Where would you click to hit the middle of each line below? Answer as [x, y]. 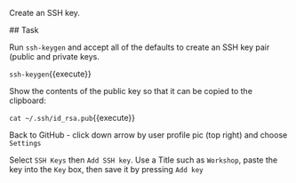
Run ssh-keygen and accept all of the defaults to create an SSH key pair [140, 47]
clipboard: [28, 100]
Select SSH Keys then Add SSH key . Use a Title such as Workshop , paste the [144, 160]
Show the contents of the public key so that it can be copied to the [131, 91]
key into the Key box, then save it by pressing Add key [107, 169]
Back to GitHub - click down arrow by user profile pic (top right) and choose [148, 135]
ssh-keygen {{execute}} [50, 74]
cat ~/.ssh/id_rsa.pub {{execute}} [72, 118]
